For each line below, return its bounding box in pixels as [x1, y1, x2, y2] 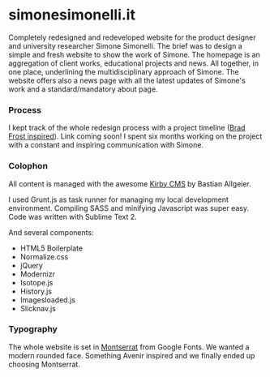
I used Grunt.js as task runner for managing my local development [8, 195, 229, 204]
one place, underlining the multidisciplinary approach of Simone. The [8, 66, 239, 76]
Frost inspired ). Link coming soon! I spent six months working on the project [8, 131, 263, 141]
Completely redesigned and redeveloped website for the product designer [8, 32, 256, 42]
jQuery [19, 260, 43, 270]
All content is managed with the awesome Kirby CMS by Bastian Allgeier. [8, 178, 251, 188]
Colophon [8, 161, 49, 172]
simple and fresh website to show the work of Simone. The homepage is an [8, 49, 261, 59]
